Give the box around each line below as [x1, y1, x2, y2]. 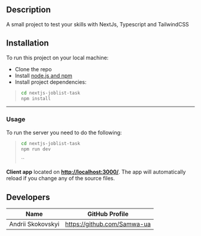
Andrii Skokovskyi [9, 220, 60, 228]
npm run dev [20, 146, 51, 152]
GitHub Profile [87, 210, 129, 218]
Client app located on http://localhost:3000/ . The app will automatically [6, 168, 186, 176]
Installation [6, 38, 49, 49]
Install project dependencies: [14, 78, 87, 86]
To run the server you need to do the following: [6, 129, 122, 136]
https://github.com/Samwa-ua [65, 220, 151, 228]
